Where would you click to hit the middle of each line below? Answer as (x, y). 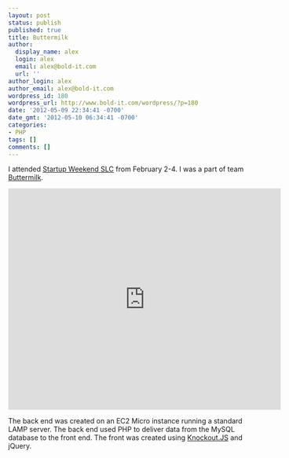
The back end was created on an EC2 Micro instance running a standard (125, 421)
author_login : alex (40, 81)
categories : (27, 125)
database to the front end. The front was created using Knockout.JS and (126, 438)
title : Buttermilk (38, 37)
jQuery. (20, 446)
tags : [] (22, 139)
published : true (35, 30)
